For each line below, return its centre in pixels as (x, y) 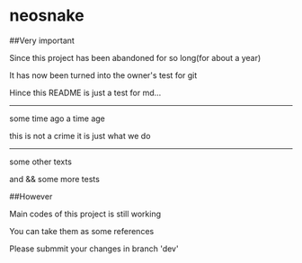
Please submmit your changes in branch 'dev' (94, 249)
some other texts (40, 162)
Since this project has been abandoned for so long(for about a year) (135, 57)
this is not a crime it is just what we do (80, 136)
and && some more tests (55, 179)
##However (31, 196)
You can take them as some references (82, 231)
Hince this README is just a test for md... (85, 92)
